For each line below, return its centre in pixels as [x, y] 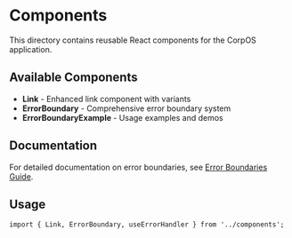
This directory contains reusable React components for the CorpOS [133, 40]
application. [31, 49]
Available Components [73, 78]
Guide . [21, 176]
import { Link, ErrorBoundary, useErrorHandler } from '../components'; [147, 225]
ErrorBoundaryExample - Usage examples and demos [123, 117]
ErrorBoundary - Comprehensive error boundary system [126, 108]
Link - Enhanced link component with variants [106, 99]
